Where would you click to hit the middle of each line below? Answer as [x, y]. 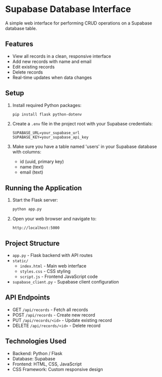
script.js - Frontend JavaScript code [59, 276]
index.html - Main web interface [53, 265]
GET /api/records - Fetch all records [50, 309]
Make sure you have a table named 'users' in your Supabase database [84, 146]
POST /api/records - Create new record [54, 315]
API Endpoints [28, 298]
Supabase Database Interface [68, 9]
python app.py [27, 209]
